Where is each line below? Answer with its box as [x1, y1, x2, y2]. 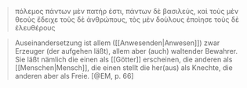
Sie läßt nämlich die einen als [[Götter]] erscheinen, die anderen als [14, 55, 233, 64]
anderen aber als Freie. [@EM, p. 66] [14, 72, 134, 80]
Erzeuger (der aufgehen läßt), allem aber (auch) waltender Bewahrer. [14, 47, 238, 55]
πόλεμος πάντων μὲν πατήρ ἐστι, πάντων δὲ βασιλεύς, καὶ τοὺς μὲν [14, 7, 239, 16]
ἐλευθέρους [14, 23, 56, 32]
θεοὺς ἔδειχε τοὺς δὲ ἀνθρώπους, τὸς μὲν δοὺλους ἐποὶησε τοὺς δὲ [14, 15, 240, 24]
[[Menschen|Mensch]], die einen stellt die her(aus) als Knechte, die [14, 63, 233, 72]
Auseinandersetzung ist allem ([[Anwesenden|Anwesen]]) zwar [14, 38, 220, 48]
